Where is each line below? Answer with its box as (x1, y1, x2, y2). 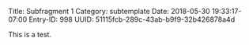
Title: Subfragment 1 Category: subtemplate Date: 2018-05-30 (8, 7, 211, 16)
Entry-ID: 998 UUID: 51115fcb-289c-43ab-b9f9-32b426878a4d (28, 15, 236, 24)
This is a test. (8, 30, 52, 39)
